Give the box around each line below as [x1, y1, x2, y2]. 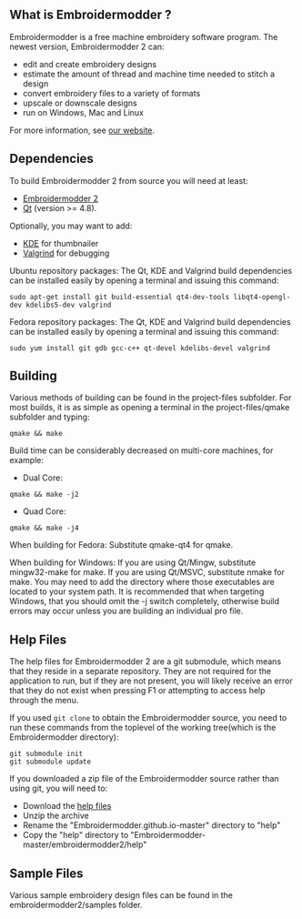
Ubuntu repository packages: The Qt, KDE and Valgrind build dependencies [9, 265, 293, 276]
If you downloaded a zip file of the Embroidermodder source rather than [9, 773, 279, 784]
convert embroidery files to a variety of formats [22, 87, 201, 98]
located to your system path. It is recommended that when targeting [9, 586, 265, 597]
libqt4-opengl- [233, 292, 291, 301]
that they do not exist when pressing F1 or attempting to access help [9, 685, 266, 696]
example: [9, 455, 44, 466]
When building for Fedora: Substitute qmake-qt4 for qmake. [9, 540, 234, 550]
